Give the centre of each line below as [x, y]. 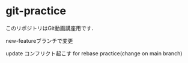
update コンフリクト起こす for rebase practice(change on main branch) [94, 53]
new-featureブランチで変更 [39, 40]
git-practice [36, 11]
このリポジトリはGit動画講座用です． [51, 28]
